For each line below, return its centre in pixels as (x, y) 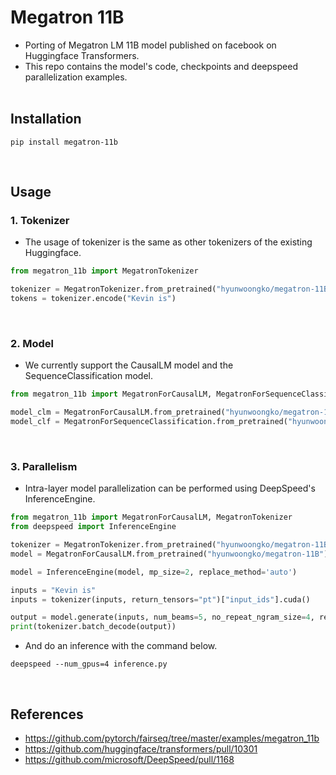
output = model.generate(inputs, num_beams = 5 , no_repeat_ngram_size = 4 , (162, 617)
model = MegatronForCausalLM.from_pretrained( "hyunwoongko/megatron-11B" (167, 554)
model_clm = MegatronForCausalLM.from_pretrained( (118, 412)
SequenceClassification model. (88, 376)
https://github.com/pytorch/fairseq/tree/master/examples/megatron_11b (172, 738)
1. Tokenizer (40, 221)
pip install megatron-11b (64, 142)
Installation (46, 119)
